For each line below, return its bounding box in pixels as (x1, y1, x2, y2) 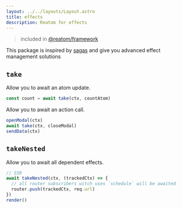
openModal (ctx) (6, 118, 43, 124)
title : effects (6, 14, 43, 20)
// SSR (6, 170, 22, 176)
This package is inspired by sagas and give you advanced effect (6, 47, 161, 54)
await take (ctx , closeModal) (6, 122, 77, 129)
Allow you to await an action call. (6, 106, 85, 113)
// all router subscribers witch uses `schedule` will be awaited (11, 181, 176, 187)
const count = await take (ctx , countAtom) (6, 96, 111, 101)
